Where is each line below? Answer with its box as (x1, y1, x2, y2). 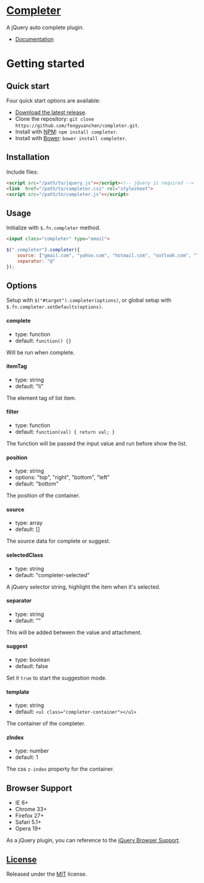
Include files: (6, 168, 38, 175)
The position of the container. (6, 492, 80, 499)
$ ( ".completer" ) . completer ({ (6, 247, 80, 253)
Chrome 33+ (15, 805, 47, 813)
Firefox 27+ (15, 812, 44, 819)
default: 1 (15, 754, 38, 761)
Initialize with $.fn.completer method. (6, 224, 101, 231)
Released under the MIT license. (6, 870, 87, 878)
